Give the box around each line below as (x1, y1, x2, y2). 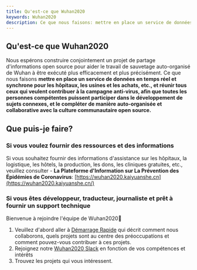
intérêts (14, 251, 33, 258)
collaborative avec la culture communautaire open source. (6, 107, 151, 114)
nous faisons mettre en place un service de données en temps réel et (6, 76, 177, 83)
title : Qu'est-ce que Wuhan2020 (6, 8, 85, 15)
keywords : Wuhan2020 (6, 14, 57, 20)
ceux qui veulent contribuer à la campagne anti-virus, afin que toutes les (6, 88, 188, 95)
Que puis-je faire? (6, 124, 73, 134)
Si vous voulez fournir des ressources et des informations (6, 141, 174, 150)
